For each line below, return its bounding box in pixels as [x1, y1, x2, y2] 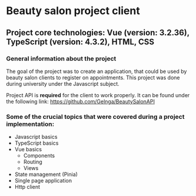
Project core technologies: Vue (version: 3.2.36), [6, 28, 190, 38]
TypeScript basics [14, 139, 59, 147]
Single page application [14, 177, 72, 184]
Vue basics [14, 146, 42, 153]
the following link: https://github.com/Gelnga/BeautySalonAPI [6, 98, 155, 105]
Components [23, 152, 55, 160]
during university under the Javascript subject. [6, 80, 119, 87]
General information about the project [6, 54, 117, 62]
